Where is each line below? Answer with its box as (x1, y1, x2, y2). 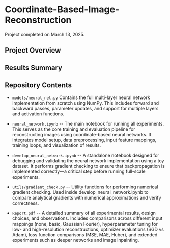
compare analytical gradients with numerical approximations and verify (12, 194, 161, 201)
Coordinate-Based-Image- (5, 4, 120, 15)
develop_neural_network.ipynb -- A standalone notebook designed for (12, 152, 160, 158)
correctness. (12, 200, 39, 206)
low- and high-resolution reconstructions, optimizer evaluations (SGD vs (12, 226, 164, 232)
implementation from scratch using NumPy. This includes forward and (12, 100, 159, 106)
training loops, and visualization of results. (12, 142, 101, 148)
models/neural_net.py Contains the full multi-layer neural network (12, 94, 151, 101)
